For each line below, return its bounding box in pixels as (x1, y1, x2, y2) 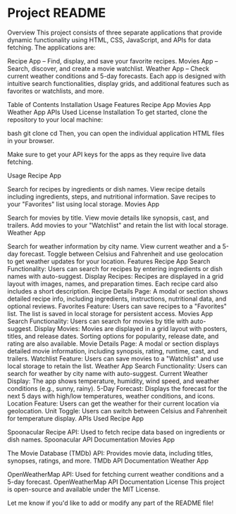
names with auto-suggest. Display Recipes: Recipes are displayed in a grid (7, 272, 224, 280)
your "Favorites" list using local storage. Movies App (7, 199, 160, 208)
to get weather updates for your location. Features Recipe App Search (7, 257, 211, 265)
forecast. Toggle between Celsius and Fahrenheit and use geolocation (20, 249, 223, 258)
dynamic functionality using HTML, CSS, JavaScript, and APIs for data (7, 35, 211, 44)
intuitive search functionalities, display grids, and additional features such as (7, 79, 230, 87)
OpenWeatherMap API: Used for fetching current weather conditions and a (7, 470, 224, 478)
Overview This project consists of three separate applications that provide (7, 28, 223, 37)
